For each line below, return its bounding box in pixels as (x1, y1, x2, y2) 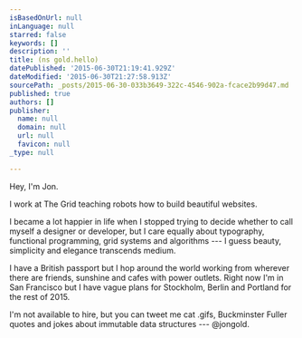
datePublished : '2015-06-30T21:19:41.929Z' (9, 64, 176, 73)
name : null (17, 114, 59, 123)
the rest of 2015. (9, 291, 71, 302)
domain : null (17, 123, 67, 132)
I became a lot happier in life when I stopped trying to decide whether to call (9, 216, 294, 227)
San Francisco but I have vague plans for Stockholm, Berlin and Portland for (9, 282, 292, 293)
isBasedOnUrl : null (9, 13, 83, 23)
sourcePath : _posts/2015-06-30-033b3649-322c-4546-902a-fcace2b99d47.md (9, 81, 289, 90)
